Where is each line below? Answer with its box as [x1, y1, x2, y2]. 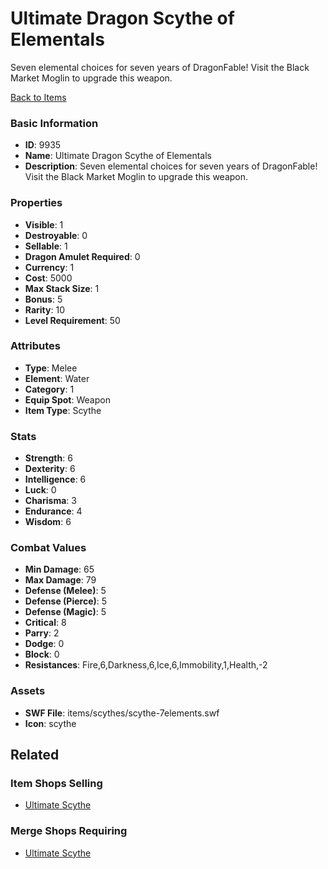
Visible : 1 [24, 218, 64, 231]
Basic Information [10, 116, 99, 130]
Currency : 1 [24, 261, 75, 273]
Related [10, 747, 60, 764]
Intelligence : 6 [24, 473, 87, 486]
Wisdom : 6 [24, 516, 72, 528]
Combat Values [10, 541, 87, 555]
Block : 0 [24, 648, 60, 661]
